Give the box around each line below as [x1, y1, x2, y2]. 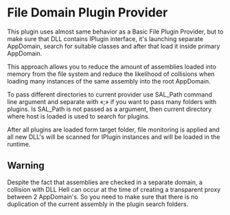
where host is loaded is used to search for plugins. [7, 112, 150, 121]
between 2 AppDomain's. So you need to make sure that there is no [7, 192, 198, 201]
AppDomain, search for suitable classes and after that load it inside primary [7, 42, 220, 50]
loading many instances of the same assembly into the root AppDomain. [7, 77, 211, 85]
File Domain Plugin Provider [7, 5, 168, 21]
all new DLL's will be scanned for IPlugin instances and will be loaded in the [7, 132, 220, 141]
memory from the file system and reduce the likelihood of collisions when [7, 70, 215, 78]
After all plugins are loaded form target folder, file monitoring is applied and [7, 125, 220, 134]
